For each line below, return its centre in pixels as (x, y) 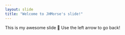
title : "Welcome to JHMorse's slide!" (44, 14)
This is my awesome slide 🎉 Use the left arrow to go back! (63, 27)
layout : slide (19, 9)
